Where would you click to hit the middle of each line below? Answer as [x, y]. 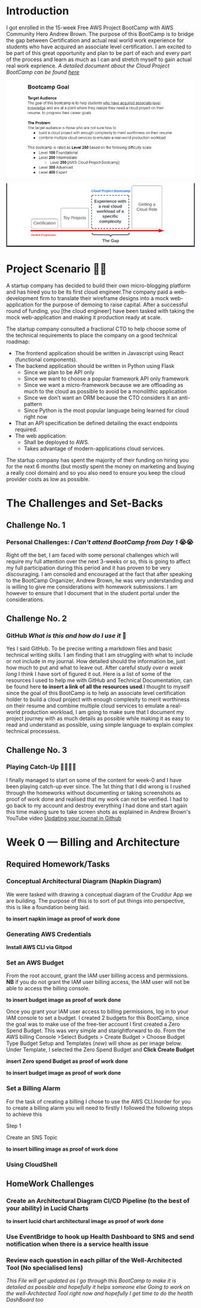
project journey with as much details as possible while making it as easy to [98, 718]
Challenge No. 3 [37, 750]
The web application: [41, 435]
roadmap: [18, 342]
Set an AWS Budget [35, 962]
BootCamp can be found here [43, 72]
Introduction [38, 11]
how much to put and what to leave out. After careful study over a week [95, 667]
